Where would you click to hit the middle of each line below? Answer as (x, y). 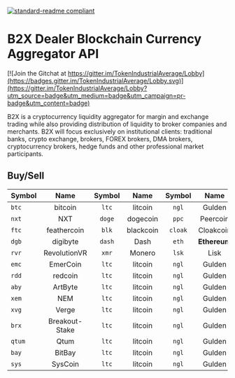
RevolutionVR (65, 253)
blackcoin (143, 230)
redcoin (65, 275)
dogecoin (143, 218)
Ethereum (215, 241)
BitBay (65, 352)
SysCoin (65, 364)
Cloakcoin (215, 230)
